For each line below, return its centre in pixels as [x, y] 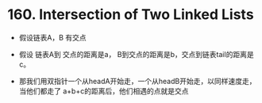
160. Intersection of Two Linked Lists [131, 15]
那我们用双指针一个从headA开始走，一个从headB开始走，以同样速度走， [137, 81]
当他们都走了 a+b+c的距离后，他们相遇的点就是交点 [104, 91]
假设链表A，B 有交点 [52, 37]
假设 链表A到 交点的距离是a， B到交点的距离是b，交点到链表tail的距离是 [137, 54]
